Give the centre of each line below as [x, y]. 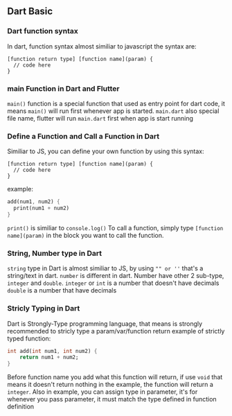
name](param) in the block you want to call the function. [86, 235]
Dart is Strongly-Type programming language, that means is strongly [105, 323]
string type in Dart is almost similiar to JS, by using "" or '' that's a [105, 268]
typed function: [29, 338]
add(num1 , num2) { [34, 202]
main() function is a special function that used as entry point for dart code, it [116, 103]
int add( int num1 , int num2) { [52, 351]
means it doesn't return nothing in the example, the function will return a [110, 385]
